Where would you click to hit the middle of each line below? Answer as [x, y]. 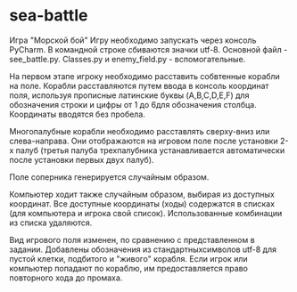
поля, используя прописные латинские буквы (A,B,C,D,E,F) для [129, 95]
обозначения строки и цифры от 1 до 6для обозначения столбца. [133, 104]
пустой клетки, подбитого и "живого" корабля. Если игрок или [128, 258]
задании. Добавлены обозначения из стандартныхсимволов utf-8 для [143, 249]
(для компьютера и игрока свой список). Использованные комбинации [146, 213]
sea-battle [49, 16]
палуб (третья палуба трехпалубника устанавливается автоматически [150, 150]
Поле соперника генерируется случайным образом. [109, 177]
